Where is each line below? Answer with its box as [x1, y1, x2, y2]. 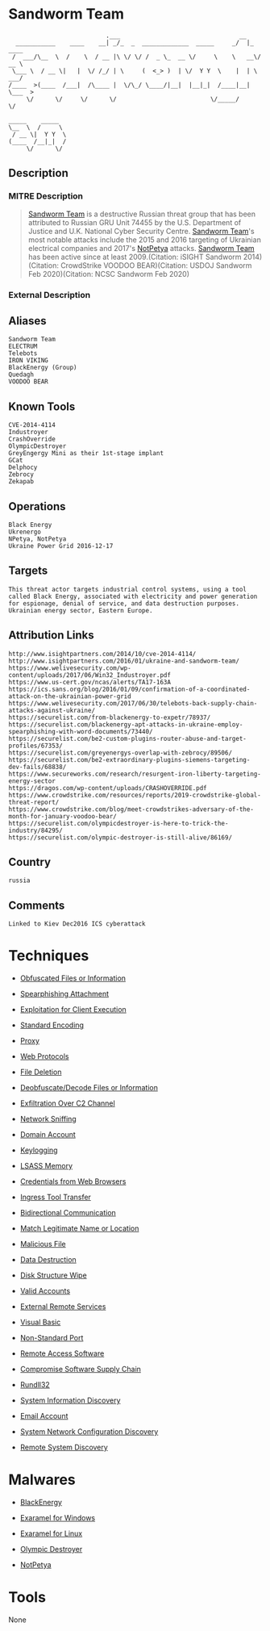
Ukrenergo [8, 528, 42, 536]
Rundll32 [19, 1380, 50, 1390]
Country [8, 855, 51, 868]
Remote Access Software [19, 1349, 105, 1358]
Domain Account [19, 1130, 77, 1140]
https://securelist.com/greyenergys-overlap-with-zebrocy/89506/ [8, 748, 232, 757]
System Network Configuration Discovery [19, 1427, 159, 1437]
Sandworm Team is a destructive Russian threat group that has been [27, 209, 256, 219]
